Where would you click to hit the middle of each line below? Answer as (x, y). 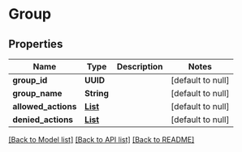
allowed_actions (45, 106)
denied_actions (43, 120)
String (97, 93)
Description (140, 67)
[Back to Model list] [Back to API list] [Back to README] (102, 139)
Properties (36, 44)
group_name (37, 93)
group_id (30, 80)
